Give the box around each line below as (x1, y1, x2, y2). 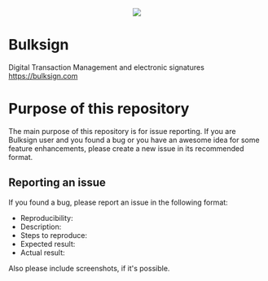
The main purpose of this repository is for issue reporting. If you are (8, 126, 236, 136)
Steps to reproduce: (20, 230, 88, 240)
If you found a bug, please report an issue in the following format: (8, 197, 228, 207)
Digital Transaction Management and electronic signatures (8, 62, 205, 72)
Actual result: (20, 248, 65, 257)
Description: (20, 222, 62, 231)
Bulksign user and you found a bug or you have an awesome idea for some (8, 135, 260, 145)
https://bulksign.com (8, 71, 78, 80)
